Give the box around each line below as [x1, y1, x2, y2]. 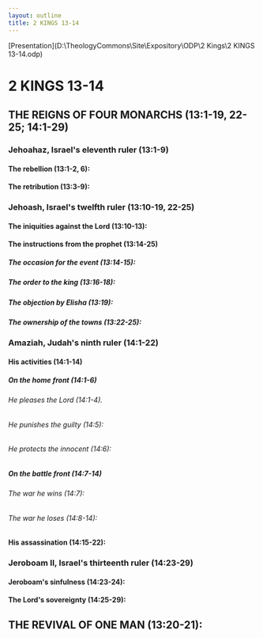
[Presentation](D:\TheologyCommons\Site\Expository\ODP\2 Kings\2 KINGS [8, 40, 255, 50]
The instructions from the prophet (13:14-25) [8, 239, 159, 249]
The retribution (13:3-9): [8, 182, 90, 192]
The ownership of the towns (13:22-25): [8, 317, 142, 327]
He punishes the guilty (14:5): [8, 420, 104, 429]
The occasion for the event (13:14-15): [8, 257, 136, 267]
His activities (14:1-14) [8, 357, 83, 366]
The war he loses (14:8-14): [8, 513, 98, 522]
